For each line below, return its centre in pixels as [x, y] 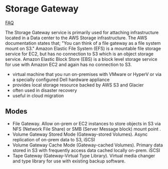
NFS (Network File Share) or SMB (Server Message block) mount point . [87, 129]
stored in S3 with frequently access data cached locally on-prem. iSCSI [86, 150]
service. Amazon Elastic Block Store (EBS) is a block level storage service [81, 59]
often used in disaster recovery [45, 90]
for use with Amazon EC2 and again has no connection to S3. [68, 64]
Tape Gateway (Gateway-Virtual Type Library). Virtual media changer [84, 155]
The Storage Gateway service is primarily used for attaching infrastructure [82, 32]
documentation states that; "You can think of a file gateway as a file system [83, 43]
